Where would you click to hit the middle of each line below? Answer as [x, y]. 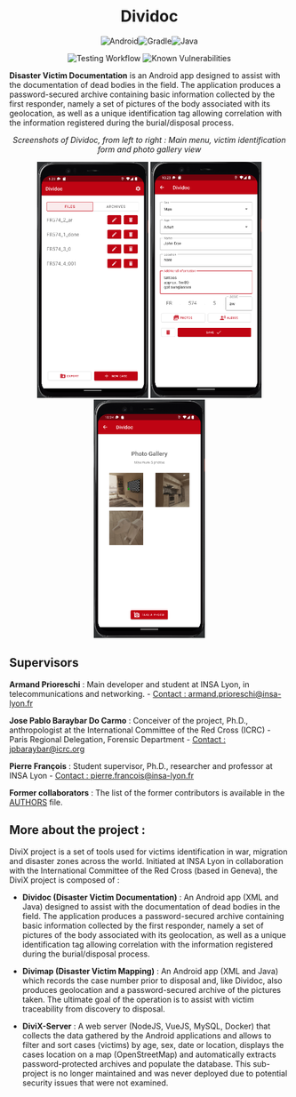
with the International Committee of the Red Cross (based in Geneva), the [144, 870]
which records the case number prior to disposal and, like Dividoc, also [152, 981]
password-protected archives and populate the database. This [136, 1063]
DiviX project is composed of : [64, 880]
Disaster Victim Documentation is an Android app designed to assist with [145, 75]
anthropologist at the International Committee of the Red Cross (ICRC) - [140, 730]
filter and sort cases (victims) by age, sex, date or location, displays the [153, 1045]
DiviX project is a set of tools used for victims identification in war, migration [148, 852]
